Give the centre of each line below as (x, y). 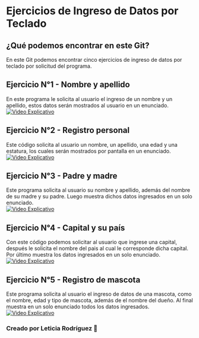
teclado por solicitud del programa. (49, 66)
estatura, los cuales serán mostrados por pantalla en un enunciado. (89, 151)
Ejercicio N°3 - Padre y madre (62, 176)
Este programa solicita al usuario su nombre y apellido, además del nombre (98, 190)
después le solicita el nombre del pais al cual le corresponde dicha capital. (97, 248)
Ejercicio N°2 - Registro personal (68, 130)
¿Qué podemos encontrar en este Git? (78, 45)
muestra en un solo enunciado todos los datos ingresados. (78, 307)
